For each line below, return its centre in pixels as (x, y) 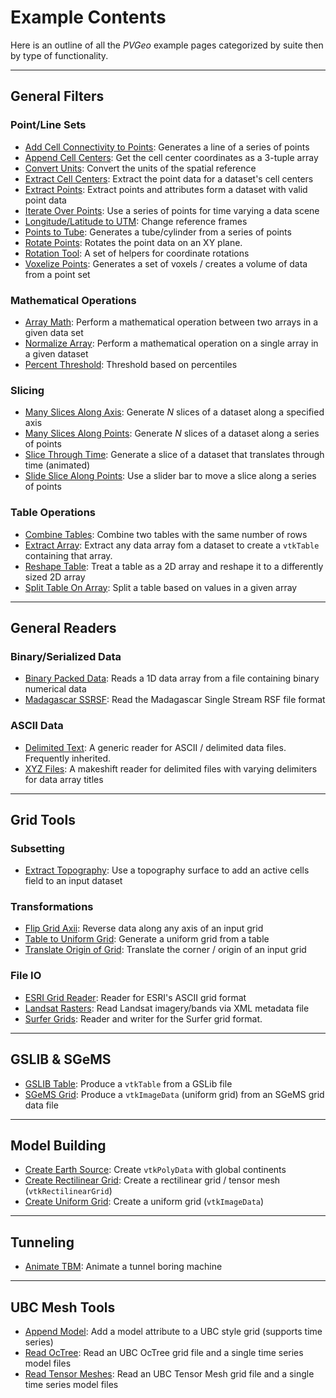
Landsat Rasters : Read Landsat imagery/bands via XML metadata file (167, 1008)
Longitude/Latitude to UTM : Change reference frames (136, 221)
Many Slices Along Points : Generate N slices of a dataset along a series (172, 433)
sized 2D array (55, 577)
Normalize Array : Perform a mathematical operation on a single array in (171, 343)
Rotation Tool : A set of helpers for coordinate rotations (137, 253)
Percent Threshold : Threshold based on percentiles (131, 364)
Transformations (52, 907)
